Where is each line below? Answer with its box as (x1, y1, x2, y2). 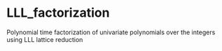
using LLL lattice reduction (6, 35, 83, 43)
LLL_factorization (6, 5, 110, 21)
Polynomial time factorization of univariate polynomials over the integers (6, 28, 216, 36)
